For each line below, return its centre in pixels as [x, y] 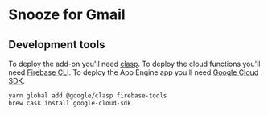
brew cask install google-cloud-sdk [70, 103]
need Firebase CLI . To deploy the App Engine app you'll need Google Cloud [134, 72]
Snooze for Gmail [67, 15]
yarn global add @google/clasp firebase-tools [88, 96]
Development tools [57, 45]
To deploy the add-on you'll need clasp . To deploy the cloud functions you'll [134, 64]
